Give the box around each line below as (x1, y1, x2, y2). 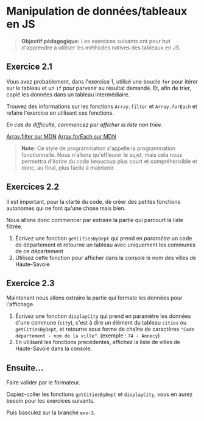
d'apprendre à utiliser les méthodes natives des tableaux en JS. (21, 44, 181, 51)
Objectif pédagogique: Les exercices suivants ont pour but (21, 37, 171, 45)
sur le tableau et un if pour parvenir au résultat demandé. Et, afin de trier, (6, 84, 192, 92)
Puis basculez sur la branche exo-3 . (6, 409, 96, 416)
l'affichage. (6, 301, 35, 308)
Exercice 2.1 (6, 62, 53, 72)
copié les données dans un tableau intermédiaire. (6, 90, 130, 98)
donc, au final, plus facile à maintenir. (21, 164, 115, 171)
